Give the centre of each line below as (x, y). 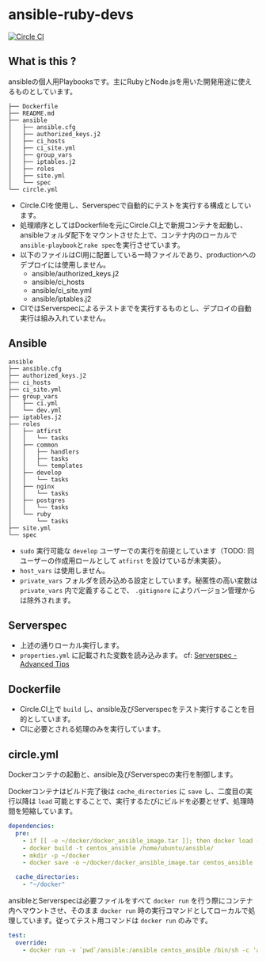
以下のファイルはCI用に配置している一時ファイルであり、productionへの (138, 254)
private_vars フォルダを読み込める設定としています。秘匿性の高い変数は (139, 580)
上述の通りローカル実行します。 (72, 645)
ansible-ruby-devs (71, 15)
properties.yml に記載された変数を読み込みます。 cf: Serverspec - (128, 656)
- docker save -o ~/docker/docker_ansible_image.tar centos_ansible (138, 863)
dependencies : (32, 826)
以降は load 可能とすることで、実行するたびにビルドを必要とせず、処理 (131, 801)
